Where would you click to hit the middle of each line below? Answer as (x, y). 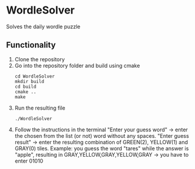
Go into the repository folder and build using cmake (77, 65)
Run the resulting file (40, 108)
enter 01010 (29, 161)
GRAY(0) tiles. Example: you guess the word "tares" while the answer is (102, 148)
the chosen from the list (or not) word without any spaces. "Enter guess (102, 135)
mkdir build (29, 81)
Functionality (31, 45)
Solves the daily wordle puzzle (43, 26)
